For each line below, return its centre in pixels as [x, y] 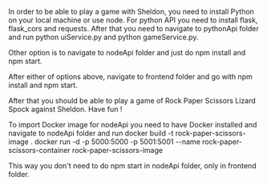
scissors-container [39, 150]
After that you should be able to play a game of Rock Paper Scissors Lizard [132, 101]
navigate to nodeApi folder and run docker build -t [91, 133]
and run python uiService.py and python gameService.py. [103, 37]
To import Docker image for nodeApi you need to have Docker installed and [133, 125]
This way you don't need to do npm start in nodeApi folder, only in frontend [132, 166]
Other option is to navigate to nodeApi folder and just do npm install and [127, 52]
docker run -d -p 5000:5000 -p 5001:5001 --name [117, 142]
